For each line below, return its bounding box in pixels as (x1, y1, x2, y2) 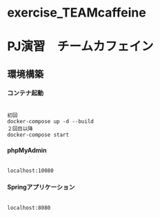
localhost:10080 (7, 167, 54, 174)
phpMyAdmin (7, 146, 47, 154)
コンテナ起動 (7, 88, 43, 97)
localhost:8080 (7, 205, 51, 211)
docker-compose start (7, 131, 70, 138)
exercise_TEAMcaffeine (7, 5, 146, 21)
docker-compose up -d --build (7, 117, 94, 125)
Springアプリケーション (7, 182, 75, 191)
